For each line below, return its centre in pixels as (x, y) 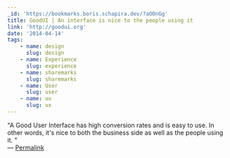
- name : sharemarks (49, 72)
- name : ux (36, 99)
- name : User (39, 86)
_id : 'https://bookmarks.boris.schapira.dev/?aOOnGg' (88, 14)
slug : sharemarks (51, 79)
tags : (15, 40)
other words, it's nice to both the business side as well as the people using (115, 132)
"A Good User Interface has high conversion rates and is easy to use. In (111, 125)
